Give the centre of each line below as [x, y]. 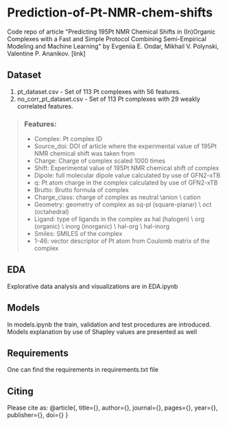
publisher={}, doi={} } [38, 415]
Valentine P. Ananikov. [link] [46, 54]
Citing [20, 391]
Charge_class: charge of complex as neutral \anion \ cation [117, 198]
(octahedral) [52, 212]
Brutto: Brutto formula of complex [81, 190]
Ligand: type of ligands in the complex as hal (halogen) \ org [119, 219]
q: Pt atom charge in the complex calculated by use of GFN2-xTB [126, 182]
